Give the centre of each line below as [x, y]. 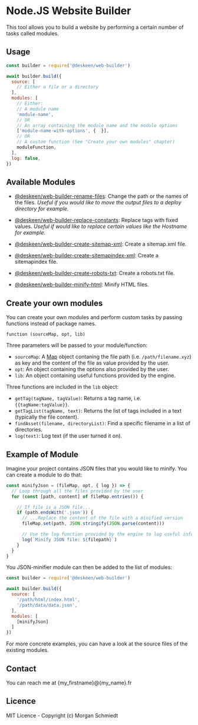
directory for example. [42, 209]
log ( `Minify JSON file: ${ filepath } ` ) [69, 539]
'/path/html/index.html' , [49, 600]
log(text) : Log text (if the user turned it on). [68, 436]
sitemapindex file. [36, 262]
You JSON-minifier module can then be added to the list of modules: [89, 567]
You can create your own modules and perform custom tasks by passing [94, 317]
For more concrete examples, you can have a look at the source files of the [97, 644]
